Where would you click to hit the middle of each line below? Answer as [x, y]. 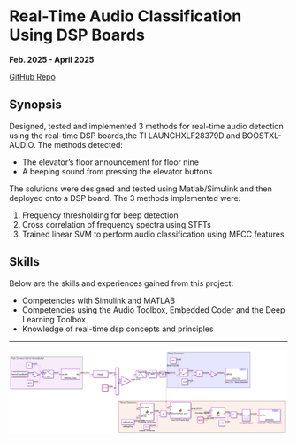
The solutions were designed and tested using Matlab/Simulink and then [141, 189]
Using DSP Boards [77, 35]
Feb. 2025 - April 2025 [52, 59]
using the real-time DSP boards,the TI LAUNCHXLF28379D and [125, 136]
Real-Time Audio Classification [126, 16]
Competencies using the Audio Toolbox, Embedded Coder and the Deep [153, 310]
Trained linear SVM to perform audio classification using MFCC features [153, 234]
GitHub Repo [32, 76]
